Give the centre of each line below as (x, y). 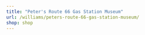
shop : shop (20, 23)
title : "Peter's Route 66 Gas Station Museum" (65, 12)
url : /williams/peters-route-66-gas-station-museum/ (73, 17)
